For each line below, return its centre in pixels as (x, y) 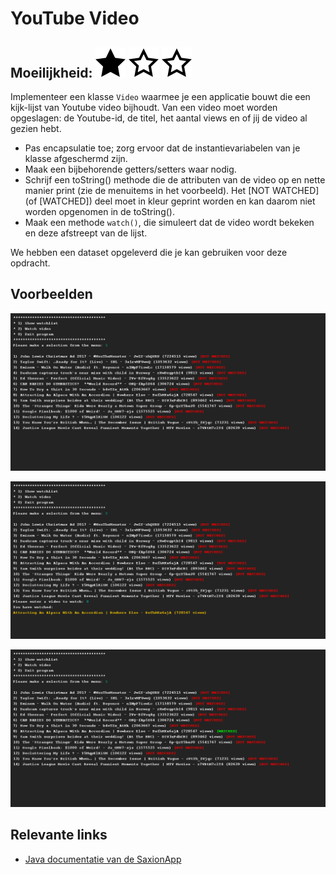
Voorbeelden (51, 294)
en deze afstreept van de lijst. (86, 233)
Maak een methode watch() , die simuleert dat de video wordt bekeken (169, 222)
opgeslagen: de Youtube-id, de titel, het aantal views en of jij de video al (159, 118)
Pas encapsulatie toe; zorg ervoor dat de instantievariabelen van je (162, 148)
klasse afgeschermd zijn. (76, 158)
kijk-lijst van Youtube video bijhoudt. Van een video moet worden (144, 107)
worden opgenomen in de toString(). (99, 211)
